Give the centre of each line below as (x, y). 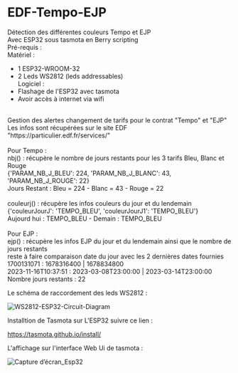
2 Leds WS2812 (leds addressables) (70, 76)
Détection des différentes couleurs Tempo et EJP (79, 32)
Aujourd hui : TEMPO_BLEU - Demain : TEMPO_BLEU (85, 219)
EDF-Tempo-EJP (57, 12)
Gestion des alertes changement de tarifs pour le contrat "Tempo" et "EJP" (117, 120)
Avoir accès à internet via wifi (61, 99)
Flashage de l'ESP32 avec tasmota (68, 91)
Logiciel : (31, 83)
